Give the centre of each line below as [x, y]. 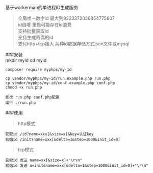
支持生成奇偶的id [35, 37]
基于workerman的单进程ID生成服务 [42, 7]
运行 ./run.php [21, 103]
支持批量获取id [33, 31]
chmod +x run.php [24, 88]
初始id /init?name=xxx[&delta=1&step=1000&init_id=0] [63, 139]
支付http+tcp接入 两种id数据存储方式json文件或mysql [73, 44]
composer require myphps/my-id [39, 70]
